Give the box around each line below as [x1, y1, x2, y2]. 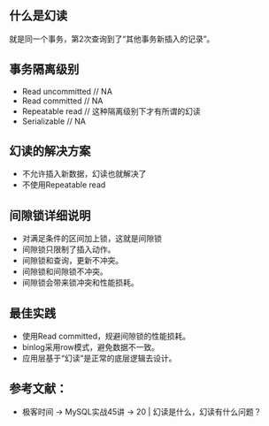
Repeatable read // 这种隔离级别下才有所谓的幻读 [21, 105, 201, 117]
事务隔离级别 [9, 62, 80, 77]
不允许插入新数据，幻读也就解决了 [21, 169, 147, 179]
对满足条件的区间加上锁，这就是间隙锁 [21, 233, 162, 244]
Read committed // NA [21, 95, 104, 106]
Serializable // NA [21, 116, 87, 126]
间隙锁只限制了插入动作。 [21, 244, 116, 255]
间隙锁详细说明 [9, 208, 91, 223]
